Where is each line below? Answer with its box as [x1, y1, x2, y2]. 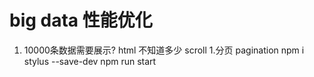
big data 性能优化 [9, 9, 153, 32]
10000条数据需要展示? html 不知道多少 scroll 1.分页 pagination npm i [23, 44, 305, 56]
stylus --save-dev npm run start [23, 55, 157, 67]
